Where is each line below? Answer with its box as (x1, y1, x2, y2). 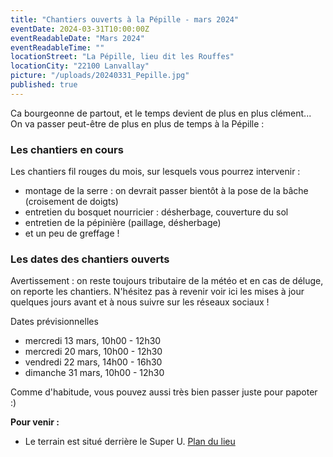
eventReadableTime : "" (10, 42, 105, 53)
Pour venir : (10, 416, 60, 428)
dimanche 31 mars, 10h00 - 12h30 (24, 367, 165, 379)
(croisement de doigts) (24, 196, 119, 208)
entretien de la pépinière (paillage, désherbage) (24, 217, 222, 229)
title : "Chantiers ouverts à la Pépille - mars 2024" (10, 14, 240, 25)
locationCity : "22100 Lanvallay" (10, 61, 150, 71)
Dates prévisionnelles (10, 316, 99, 328)
